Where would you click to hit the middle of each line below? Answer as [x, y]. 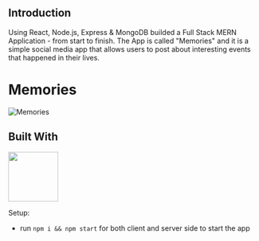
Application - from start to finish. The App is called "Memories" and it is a [129, 41]
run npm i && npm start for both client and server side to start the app [135, 228]
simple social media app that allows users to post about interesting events [129, 49]
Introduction [40, 13]
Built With [33, 137]
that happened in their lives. [54, 57]
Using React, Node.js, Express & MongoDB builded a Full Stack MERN [123, 32]
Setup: [19, 212]
